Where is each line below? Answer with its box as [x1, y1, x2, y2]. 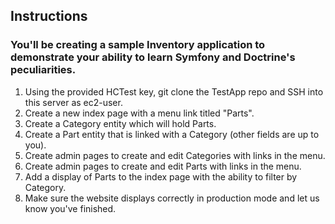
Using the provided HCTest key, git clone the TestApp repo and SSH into [24, 85, 324, 98]
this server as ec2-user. [24, 96, 123, 108]
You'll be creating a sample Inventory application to [10, 38, 266, 52]
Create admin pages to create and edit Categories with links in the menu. [24, 149, 326, 161]
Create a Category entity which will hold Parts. [24, 117, 217, 129]
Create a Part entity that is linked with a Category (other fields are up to [24, 128, 320, 140]
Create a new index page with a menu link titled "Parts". [24, 107, 255, 119]
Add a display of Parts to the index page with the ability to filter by [24, 170, 298, 183]
